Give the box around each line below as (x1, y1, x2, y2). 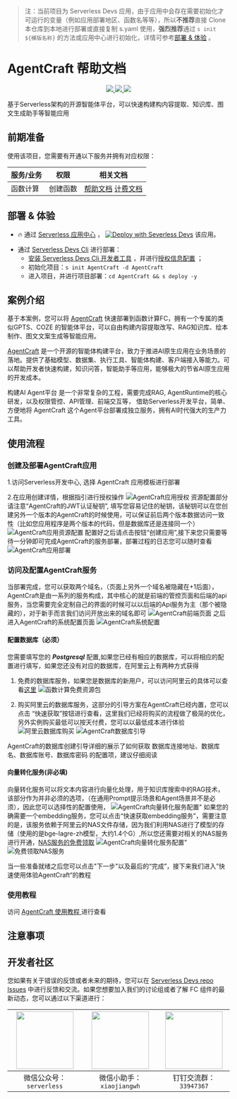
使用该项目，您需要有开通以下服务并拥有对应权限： (7, 151, 156, 160)
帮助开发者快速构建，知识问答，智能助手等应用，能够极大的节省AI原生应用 (13, 364, 230, 373)
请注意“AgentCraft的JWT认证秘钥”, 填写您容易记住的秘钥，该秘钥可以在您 (7, 501, 222, 511)
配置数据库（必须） (7, 635, 63, 643)
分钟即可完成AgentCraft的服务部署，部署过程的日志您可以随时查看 (19, 537, 212, 546)
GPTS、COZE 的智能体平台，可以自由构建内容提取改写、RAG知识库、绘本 (13, 323, 229, 331)
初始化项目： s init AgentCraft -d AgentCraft (28, 263, 164, 271)
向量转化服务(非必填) (7, 768, 68, 776)
